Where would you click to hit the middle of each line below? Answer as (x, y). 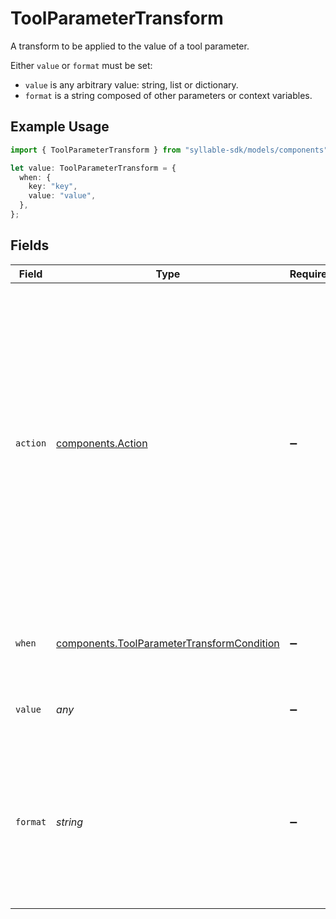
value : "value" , (62, 196)
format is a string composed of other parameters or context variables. (168, 95)
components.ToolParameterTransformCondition (168, 643)
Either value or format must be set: (81, 65)
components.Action (102, 443)
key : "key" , (53, 187)
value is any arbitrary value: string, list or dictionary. (131, 84)
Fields (30, 245)
